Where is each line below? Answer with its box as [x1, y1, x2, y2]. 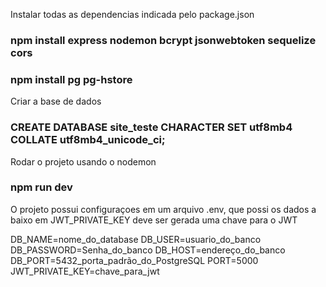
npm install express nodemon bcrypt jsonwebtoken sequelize [10, 33, 317, 47]
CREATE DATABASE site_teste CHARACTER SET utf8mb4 [10, 120, 293, 134]
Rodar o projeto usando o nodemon [10, 155, 157, 168]
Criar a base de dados [10, 95, 102, 108]
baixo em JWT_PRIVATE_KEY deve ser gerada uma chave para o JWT [10, 214, 298, 226]
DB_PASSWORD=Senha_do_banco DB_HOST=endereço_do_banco [10, 244, 286, 256]
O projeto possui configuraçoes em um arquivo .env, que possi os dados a [10, 203, 317, 215]
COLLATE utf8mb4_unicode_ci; [10, 133, 166, 147]
